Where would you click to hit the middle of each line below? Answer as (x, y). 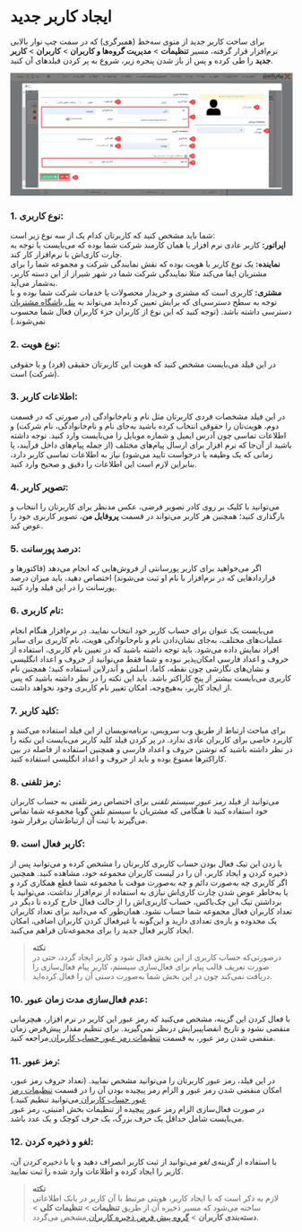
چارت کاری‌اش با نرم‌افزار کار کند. (66, 255)
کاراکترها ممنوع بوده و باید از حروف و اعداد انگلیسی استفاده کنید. (119, 759)
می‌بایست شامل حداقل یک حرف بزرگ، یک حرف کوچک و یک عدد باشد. (127, 1119)
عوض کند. (27, 525)
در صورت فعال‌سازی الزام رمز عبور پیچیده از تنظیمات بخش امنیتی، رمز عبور (138, 1109)
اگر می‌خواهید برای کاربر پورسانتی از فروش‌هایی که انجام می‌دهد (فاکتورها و (136, 568)
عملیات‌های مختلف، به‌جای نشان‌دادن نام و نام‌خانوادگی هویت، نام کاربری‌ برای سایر (147, 639)
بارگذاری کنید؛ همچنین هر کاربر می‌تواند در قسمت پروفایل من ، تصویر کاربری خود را (147, 516)
